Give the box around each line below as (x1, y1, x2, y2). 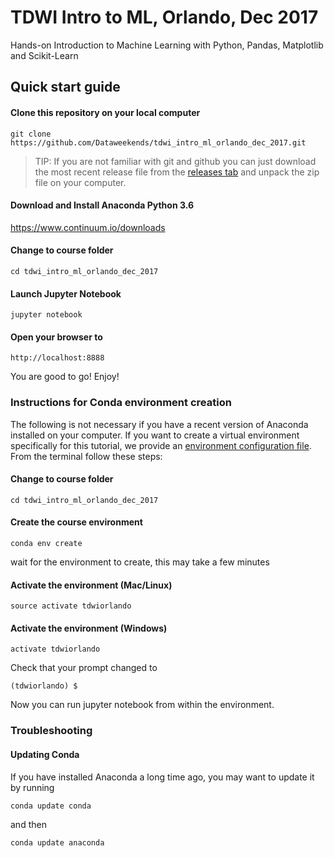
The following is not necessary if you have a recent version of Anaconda (10, 418, 309, 430)
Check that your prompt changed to (10, 662, 158, 674)
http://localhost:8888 (10, 353, 105, 363)
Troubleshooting (10, 724, 93, 738)
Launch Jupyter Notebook (10, 287, 122, 300)
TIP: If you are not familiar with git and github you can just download (34, 155, 317, 167)
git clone (10, 129, 52, 139)
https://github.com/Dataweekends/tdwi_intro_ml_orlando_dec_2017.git (10, 137, 307, 148)
